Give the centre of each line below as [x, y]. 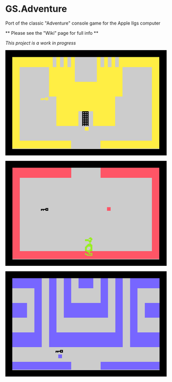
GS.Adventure [36, 9]
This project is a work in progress [41, 43]
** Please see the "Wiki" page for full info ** [52, 33]
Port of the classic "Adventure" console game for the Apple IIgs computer [83, 23]
